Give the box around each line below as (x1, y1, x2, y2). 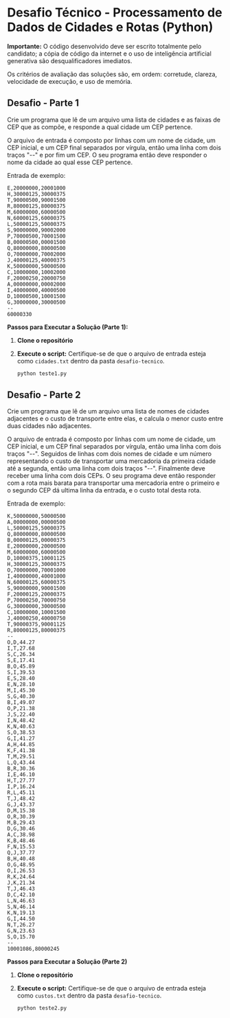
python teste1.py (16, 370, 67, 377)
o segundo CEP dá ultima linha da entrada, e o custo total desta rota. (7, 486, 201, 495)
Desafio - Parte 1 (7, 98, 80, 109)
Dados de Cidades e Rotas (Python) (7, 19, 214, 35)
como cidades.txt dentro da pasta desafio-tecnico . (16, 357, 165, 365)
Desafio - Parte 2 (7, 389, 81, 401)
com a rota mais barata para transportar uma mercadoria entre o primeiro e (7, 479, 220, 487)
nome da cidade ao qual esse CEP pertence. (7, 158, 133, 166)
